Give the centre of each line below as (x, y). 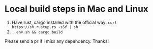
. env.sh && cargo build (37, 32)
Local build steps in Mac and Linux (76, 9)
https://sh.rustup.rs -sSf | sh (45, 27)
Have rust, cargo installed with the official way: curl (64, 22)
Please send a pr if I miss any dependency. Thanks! (57, 41)
